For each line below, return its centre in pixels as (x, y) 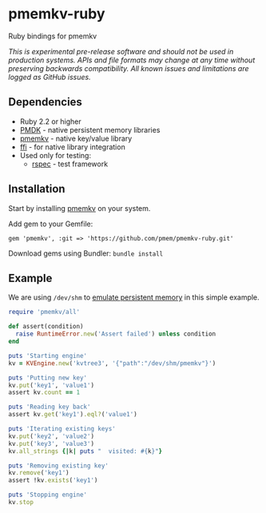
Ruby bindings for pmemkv (53, 36)
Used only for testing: (56, 155)
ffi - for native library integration (72, 147)
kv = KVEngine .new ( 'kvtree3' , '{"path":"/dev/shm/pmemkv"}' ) (112, 363)
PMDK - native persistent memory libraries (90, 129)
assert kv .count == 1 (44, 392)
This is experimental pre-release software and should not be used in (121, 51)
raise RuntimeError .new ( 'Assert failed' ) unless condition (116, 334)
